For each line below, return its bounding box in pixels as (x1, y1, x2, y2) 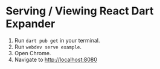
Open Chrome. (14, 49, 51, 56)
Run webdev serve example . (14, 43, 82, 50)
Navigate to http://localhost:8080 (14, 56, 97, 63)
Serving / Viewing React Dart (5, 4, 154, 18)
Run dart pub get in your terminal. (14, 37, 100, 44)
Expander (5, 17, 56, 31)
